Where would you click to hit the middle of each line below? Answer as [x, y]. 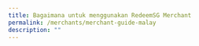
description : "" [35, 30]
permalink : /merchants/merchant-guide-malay [82, 23]
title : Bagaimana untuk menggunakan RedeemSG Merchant [100, 15]
